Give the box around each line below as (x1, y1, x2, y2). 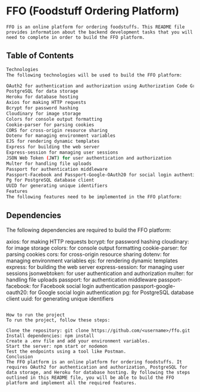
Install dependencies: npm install (6, 333, 95, 339)
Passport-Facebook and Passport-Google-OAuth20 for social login (6, 171, 171, 177)
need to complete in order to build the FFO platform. (6, 34, 145, 40)
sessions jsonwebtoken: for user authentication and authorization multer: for (6, 269, 193, 277)
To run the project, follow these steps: (6, 317, 111, 323)
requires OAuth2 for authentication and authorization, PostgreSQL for (6, 364, 187, 370)
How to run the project (6, 312, 65, 318)
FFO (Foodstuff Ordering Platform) (6, 4, 180, 18)
